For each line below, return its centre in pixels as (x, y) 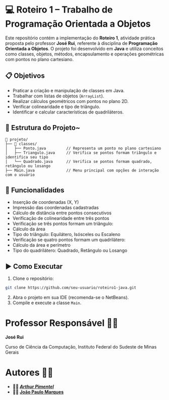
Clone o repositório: (33, 278)
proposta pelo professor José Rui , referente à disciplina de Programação (81, 43)
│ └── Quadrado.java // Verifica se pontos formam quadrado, (79, 161)
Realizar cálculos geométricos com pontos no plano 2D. (70, 101)
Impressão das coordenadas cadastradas (56, 208)
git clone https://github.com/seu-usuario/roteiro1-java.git (71, 288)
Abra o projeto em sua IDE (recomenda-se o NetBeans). (71, 298)
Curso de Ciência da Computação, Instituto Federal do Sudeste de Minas (81, 347)
